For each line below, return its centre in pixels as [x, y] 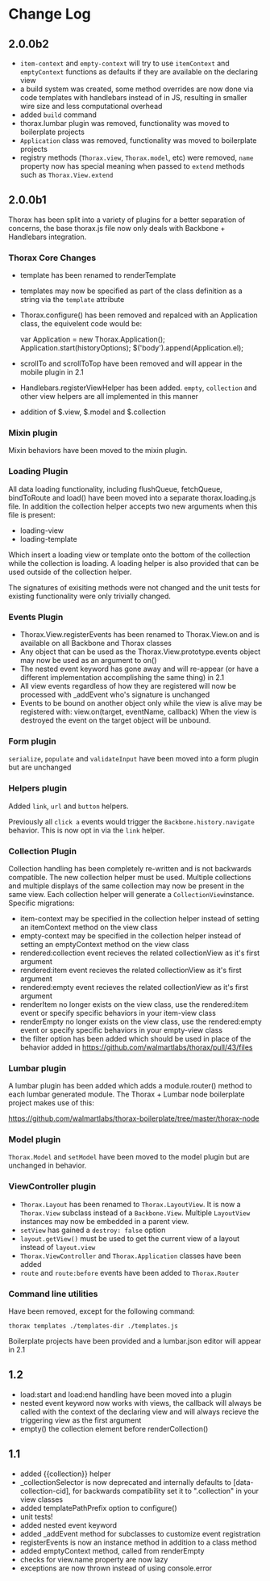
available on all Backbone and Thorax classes [96, 643]
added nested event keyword [69, 1525]
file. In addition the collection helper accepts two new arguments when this [133, 506]
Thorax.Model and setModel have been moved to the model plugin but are [129, 1157]
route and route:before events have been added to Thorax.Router [129, 1273]
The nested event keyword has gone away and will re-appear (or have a [139, 669]
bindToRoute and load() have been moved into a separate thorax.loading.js [132, 497]
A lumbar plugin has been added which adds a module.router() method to [130, 1086]
